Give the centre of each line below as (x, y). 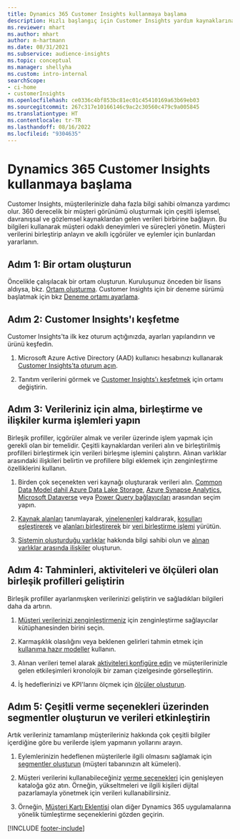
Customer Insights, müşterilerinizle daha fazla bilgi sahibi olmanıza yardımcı (119, 204)
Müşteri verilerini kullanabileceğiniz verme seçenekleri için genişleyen (120, 778)
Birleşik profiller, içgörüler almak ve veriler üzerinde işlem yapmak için (110, 437)
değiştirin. (32, 387)
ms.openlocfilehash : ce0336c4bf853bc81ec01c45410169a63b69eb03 (104, 101)
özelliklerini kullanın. (37, 468)
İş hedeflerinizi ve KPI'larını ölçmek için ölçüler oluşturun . (102, 684)
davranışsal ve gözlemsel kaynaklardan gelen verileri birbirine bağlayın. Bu (117, 219)
